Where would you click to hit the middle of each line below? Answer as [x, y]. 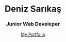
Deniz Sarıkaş [33, 9]
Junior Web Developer [33, 24]
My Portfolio [33, 34]
